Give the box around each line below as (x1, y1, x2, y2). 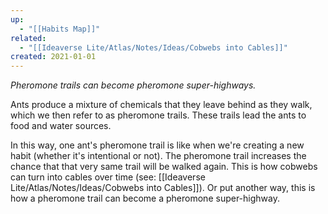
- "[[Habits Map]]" (19, 24, 101, 34)
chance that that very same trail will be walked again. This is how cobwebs (10, 161, 318, 173)
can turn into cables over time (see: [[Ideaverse (10, 171, 206, 183)
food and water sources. (10, 120, 112, 132)
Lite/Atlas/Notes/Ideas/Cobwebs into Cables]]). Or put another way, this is (10, 182, 316, 194)
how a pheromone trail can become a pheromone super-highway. (10, 192, 280, 205)
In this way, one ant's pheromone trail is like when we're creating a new (10, 139, 305, 151)
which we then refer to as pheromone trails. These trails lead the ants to (10, 109, 307, 121)
